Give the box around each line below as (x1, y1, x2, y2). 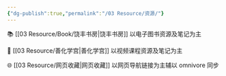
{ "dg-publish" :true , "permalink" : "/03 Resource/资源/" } (7, 10, 165, 17)
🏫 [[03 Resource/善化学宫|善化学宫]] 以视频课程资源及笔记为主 (7, 46, 183, 55)
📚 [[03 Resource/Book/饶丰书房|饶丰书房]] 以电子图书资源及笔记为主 (7, 29, 202, 38)
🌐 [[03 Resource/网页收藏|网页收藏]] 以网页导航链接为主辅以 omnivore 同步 (7, 61, 220, 69)
